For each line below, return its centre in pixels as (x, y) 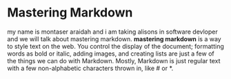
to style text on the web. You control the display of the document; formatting (115, 46)
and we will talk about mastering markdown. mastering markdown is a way (114, 38)
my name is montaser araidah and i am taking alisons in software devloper (113, 32)
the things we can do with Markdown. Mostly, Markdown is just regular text (114, 60)
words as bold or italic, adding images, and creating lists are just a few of (111, 54)
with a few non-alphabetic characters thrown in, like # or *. (90, 68)
